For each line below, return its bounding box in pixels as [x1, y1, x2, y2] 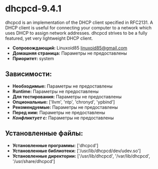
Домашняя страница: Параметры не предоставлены [12, 50, 127, 56]
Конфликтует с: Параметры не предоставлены [12, 115, 114, 121]
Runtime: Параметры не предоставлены [12, 88, 99, 94]
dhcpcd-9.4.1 [5, 3, 62, 14]
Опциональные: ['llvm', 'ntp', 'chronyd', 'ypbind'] [12, 99, 115, 105]
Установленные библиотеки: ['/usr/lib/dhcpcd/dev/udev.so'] [12, 148, 141, 154]
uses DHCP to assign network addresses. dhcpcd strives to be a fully [5, 30, 148, 36]
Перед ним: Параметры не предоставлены [12, 109, 106, 115]
